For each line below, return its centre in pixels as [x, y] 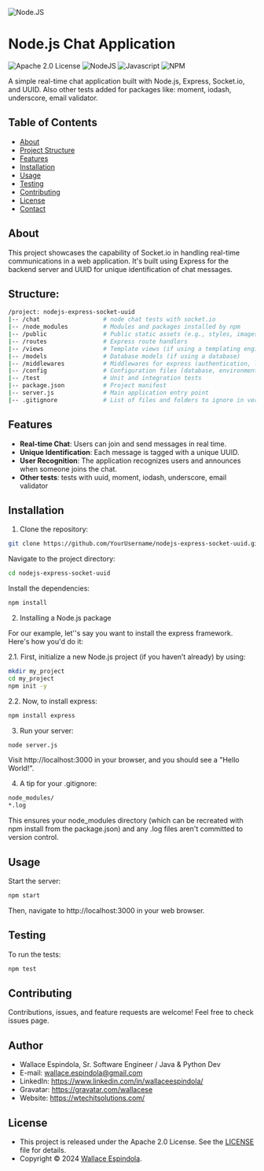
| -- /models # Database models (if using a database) [125, 356]
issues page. [29, 1020]
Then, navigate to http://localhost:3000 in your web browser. [106, 910]
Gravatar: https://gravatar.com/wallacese [86, 1090]
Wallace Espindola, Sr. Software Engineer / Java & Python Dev [120, 1065]
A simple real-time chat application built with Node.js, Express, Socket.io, [126, 81]
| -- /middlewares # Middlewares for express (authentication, [130, 364]
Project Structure [47, 150]
